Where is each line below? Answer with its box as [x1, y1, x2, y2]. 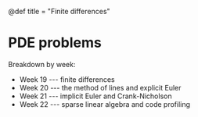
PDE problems [8, 34, 102, 51]
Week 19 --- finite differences [19, 74, 115, 84]
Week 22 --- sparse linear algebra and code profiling [19, 99, 190, 108]
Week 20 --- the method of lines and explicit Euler [19, 83, 182, 92]
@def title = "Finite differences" [8, 7, 111, 16]
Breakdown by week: [8, 59, 76, 69]
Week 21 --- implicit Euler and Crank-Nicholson [19, 91, 172, 101]
